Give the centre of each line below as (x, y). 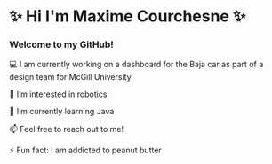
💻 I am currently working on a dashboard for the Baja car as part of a (136, 65)
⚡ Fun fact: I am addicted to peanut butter (85, 150)
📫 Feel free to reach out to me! (67, 129)
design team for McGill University (70, 77)
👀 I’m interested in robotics (58, 94)
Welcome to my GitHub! (61, 44)
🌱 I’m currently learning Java (62, 112)
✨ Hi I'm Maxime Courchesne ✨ (128, 16)
